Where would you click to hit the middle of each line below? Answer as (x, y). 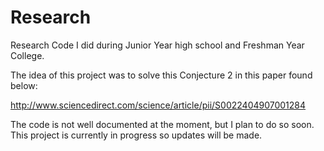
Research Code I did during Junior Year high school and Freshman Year (157, 45)
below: (24, 85)
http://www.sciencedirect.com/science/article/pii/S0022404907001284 (158, 105)
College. (27, 55)
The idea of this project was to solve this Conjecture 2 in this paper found (161, 75)
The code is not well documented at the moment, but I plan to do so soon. (162, 124)
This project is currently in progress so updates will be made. (136, 135)
